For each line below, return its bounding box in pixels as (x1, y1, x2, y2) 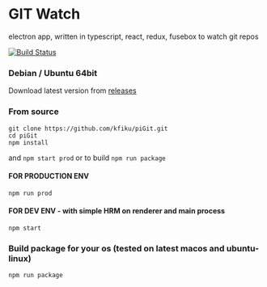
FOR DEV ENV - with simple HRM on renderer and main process (8, 206, 225, 216)
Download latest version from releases (8, 86, 137, 95)
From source (8, 106, 59, 117)
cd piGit (8, 131, 38, 140)
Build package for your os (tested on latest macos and (8, 243, 225, 254)
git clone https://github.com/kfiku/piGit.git (8, 125, 168, 133)
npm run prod (8, 189, 53, 197)
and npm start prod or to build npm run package (8, 153, 166, 162)
